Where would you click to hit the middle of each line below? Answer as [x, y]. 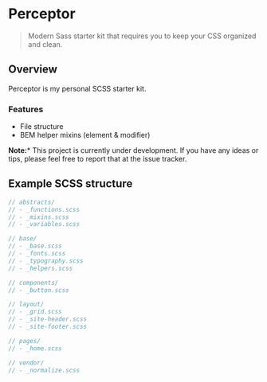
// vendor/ [26, 363]
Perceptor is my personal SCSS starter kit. [77, 88]
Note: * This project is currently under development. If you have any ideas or [133, 150]
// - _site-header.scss [48, 319]
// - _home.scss [35, 348]
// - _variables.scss [44, 224]
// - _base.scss [35, 246]
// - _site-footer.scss [48, 327]
